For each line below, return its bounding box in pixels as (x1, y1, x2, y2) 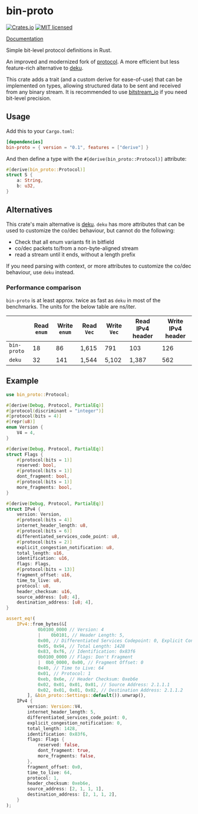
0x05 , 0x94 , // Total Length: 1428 (37, 643, 126, 649)
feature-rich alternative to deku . (6, 64, 84, 72)
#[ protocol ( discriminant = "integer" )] (6, 408, 104, 414)
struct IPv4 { (6, 506, 41, 512)
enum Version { (6, 424, 44, 430)
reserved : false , (37, 742, 81, 748)
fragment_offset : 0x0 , (27, 764, 83, 770)
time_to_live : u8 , (16, 578, 62, 583)
